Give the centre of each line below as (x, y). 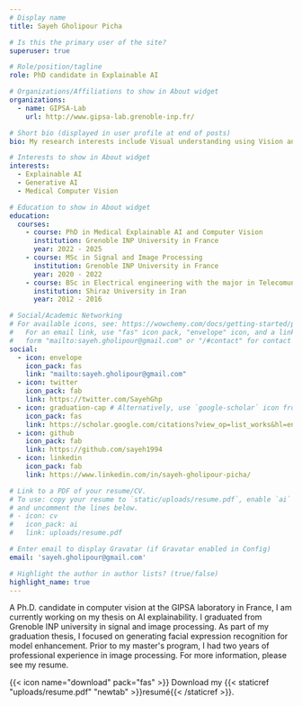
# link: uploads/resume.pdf (66, 533)
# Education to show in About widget (80, 207)
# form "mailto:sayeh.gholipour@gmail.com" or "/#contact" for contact (151, 340)
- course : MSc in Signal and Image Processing (114, 258)
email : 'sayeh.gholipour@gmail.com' (78, 557)
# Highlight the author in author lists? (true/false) (114, 574)
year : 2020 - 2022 (67, 274)
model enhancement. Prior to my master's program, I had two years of (139, 646)
